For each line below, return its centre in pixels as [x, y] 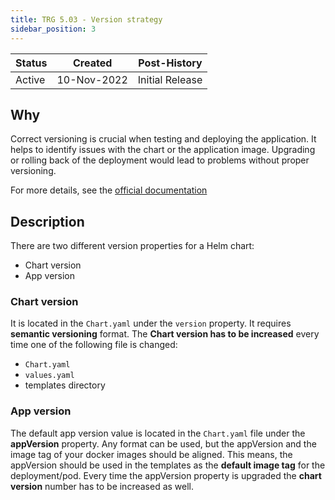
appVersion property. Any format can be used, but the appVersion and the [163, 443]
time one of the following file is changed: [94, 345]
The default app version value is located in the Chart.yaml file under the [158, 433]
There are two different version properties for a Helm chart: [132, 246]
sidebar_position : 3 [53, 29]
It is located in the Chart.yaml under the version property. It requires [151, 323]
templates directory [65, 385]
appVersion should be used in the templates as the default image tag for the [168, 465]
